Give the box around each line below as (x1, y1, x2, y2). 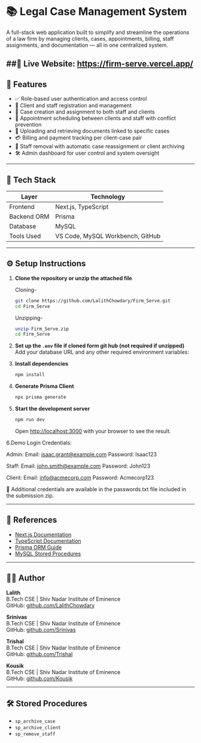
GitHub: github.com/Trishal (6, 650, 73, 657)
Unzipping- (14, 314, 43, 321)
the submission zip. (6, 492, 54, 499)
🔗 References (6, 515, 57, 525)
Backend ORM (9, 212, 50, 221)
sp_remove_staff (14, 731, 56, 738)
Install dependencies (14, 360, 69, 368)
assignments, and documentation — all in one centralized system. (6, 41, 169, 49)
